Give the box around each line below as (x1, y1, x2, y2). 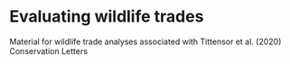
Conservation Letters (9, 45, 89, 56)
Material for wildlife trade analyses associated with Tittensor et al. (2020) (9, 36, 282, 47)
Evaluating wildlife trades (9, 6, 204, 27)
